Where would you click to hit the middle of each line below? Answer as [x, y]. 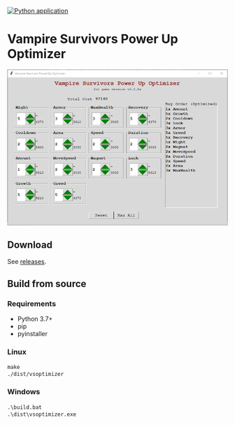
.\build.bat [24, 407]
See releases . [27, 262]
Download [30, 245]
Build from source [47, 284]
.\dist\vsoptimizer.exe [42, 414]
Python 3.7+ [35, 319]
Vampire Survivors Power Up [93, 39]
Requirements [32, 303]
